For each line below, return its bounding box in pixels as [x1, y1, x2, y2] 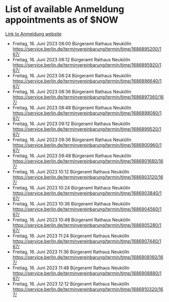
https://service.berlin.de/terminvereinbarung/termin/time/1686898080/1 [12, 110, 162, 116]
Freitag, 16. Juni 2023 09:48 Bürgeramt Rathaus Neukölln [12, 152, 132, 159]
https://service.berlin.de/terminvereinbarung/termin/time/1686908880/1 [12, 270, 162, 276]
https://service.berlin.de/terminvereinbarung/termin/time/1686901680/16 [12, 158, 163, 164]
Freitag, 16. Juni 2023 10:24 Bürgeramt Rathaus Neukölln [12, 184, 131, 190]
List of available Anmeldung [5, 4, 124, 15]
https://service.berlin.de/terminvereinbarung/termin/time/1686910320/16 [12, 286, 163, 292]
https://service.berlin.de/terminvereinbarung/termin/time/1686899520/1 [12, 126, 162, 132]
